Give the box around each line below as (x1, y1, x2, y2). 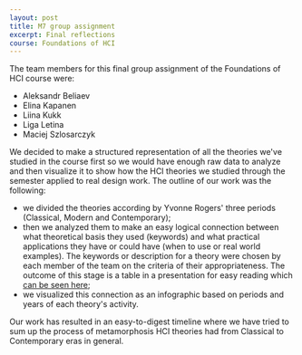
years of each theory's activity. (22, 299, 139, 310)
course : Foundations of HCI (9, 38, 116, 48)
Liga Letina (22, 120, 64, 130)
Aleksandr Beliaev (22, 91, 91, 101)
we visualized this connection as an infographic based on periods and (22, 289, 284, 300)
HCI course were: (9, 73, 75, 84)
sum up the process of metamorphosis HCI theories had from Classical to (9, 326, 284, 337)
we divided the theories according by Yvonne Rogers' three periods (22, 203, 277, 214)
